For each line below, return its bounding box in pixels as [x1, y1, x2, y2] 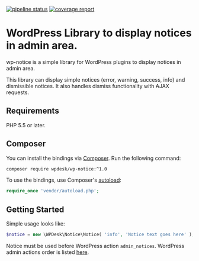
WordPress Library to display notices [6, 27, 192, 40]
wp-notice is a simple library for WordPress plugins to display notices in [6, 58, 182, 65]
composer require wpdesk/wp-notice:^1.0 [6, 166, 108, 172]
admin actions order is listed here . [6, 249, 89, 256]
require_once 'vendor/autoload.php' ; [6, 188, 99, 194]
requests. [6, 89, 30, 96]
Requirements [6, 106, 59, 116]
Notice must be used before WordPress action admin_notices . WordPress [6, 243, 185, 249]
